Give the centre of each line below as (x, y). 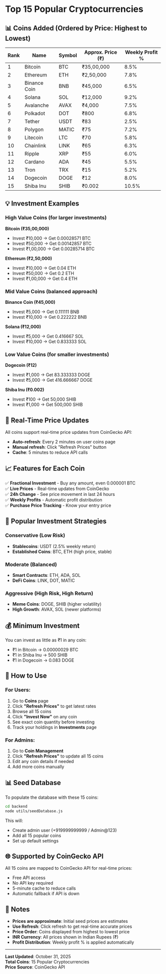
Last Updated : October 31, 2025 (38, 957)
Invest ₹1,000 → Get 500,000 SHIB (47, 405)
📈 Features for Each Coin (45, 468)
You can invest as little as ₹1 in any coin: (46, 640)
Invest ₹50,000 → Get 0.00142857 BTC (52, 243)
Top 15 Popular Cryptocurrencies (74, 9)
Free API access (29, 878)
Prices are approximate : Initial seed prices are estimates (70, 921)
